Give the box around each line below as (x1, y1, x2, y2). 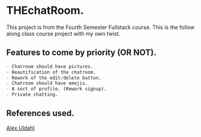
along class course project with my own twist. (6, 30, 120, 37)
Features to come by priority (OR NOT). (6, 48, 157, 58)
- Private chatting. (6, 92, 59, 98)
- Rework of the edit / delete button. (6, 75, 102, 81)
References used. (6, 108, 74, 118)
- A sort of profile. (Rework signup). (6, 86, 107, 92)
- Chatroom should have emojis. (6, 80, 88, 86)
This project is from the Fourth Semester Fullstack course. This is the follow (6, 24, 195, 31)
